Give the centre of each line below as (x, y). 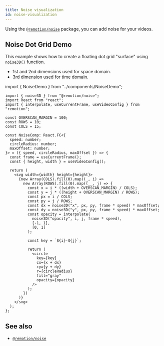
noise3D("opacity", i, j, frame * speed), (77, 219)
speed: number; (25, 140)
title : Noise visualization (34, 10)
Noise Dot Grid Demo (38, 44)
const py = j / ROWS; (50, 201)
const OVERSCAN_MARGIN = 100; (37, 118)
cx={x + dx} (49, 263)
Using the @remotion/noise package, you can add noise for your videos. (79, 29)
